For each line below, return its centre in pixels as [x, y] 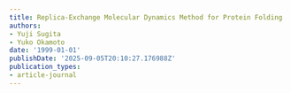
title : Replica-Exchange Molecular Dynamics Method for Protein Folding [146, 17]
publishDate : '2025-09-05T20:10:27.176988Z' [92, 58]
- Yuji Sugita [35, 34]
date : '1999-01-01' [45, 50]
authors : [25, 26]
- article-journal [43, 75]
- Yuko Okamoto [37, 42]
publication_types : [45, 67]
